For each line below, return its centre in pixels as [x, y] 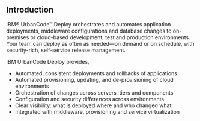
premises [18, 37]
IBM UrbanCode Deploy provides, [48, 61]
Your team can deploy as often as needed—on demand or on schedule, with [100, 43]
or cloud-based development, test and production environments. [110, 37]
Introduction [30, 10]
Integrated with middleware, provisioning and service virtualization [97, 111]
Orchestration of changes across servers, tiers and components [94, 92]
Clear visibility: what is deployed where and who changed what [93, 105]
